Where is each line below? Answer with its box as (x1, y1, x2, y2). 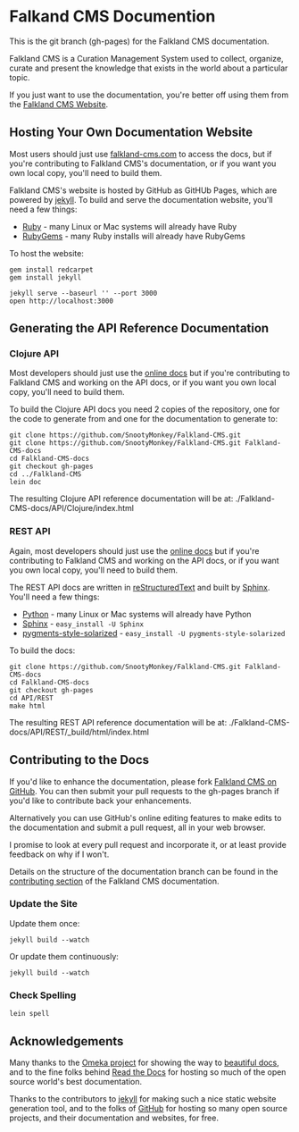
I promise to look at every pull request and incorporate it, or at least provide (9, 839, 287, 850)
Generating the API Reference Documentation (9, 321, 270, 336)
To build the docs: (9, 645, 76, 656)
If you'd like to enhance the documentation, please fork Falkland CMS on (9, 776, 277, 787)
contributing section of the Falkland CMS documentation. (9, 876, 220, 886)
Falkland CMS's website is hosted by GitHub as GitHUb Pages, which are (9, 185, 278, 196)
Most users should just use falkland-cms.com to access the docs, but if (9, 148, 272, 159)
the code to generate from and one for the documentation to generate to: (9, 414, 278, 424)
